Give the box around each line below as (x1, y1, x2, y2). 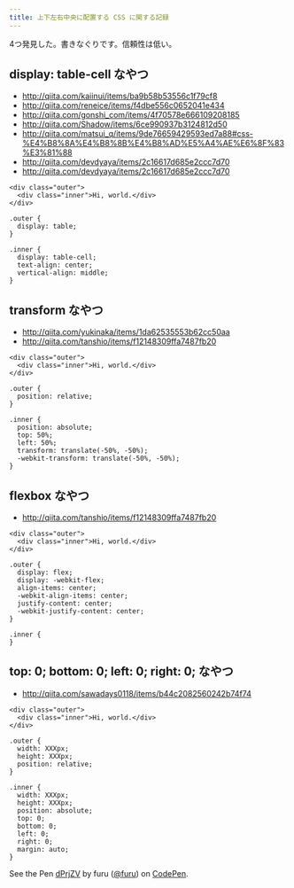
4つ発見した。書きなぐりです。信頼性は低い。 (9, 38, 177, 49)
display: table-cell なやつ (9, 67, 149, 82)
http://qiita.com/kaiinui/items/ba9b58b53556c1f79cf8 (21, 90, 218, 102)
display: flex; (17, 568, 73, 577)
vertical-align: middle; (17, 269, 109, 277)
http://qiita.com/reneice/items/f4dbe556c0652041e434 (21, 100, 225, 111)
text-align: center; (17, 261, 93, 270)
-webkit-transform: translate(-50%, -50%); (17, 454, 180, 463)
